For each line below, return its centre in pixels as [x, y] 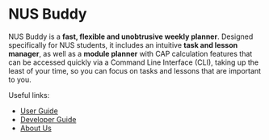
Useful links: [29, 95]
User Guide [39, 111]
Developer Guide [48, 119]
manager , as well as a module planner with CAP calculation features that [130, 53]
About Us [36, 128]
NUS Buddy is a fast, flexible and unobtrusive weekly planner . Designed [131, 36]
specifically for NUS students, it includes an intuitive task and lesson [123, 45]
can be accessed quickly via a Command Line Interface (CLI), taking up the [134, 62]
